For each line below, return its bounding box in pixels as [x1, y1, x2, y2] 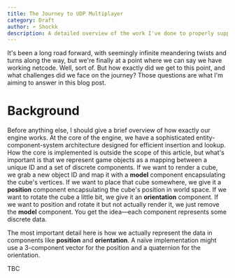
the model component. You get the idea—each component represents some [7, 207, 227, 217]
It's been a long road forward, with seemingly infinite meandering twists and [7, 49, 227, 57]
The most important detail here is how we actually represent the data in [7, 228, 213, 237]
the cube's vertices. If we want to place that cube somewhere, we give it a [7, 178, 222, 186]
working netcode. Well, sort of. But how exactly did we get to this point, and [7, 64, 225, 72]
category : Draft [7, 17, 55, 24]
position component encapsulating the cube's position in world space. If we [7, 186, 227, 194]
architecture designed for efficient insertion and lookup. [65, 141, 226, 149]
